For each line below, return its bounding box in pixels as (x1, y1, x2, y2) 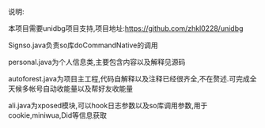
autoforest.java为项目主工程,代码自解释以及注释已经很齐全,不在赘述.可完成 (8, 74, 251, 83)
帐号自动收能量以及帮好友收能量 (28, 84, 133, 93)
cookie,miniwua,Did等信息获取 (8, 111, 108, 120)
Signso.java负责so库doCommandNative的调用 (8, 40, 158, 50)
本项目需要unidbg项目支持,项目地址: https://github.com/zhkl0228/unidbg (8, 24, 244, 33)
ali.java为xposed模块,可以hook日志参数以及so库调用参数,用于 (8, 101, 208, 110)
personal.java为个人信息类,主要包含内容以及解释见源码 (8, 58, 186, 66)
